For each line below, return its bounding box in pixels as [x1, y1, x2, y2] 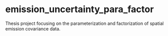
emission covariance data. [5, 25, 61, 31]
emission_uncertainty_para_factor [5, 4, 154, 15]
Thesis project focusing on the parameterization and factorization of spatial [5, 20, 164, 26]
